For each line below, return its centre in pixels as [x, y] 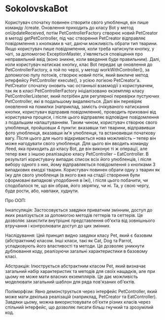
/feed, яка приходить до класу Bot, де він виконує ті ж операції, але [76, 149]
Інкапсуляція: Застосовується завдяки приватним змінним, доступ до [79, 210]
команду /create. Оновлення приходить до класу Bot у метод [69, 27]
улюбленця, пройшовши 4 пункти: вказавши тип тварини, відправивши [80, 127]
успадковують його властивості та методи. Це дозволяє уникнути [75, 246]
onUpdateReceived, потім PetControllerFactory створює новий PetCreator [82, 33]
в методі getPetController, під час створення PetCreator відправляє [75, 38]
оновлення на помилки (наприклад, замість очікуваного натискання [77, 107]
